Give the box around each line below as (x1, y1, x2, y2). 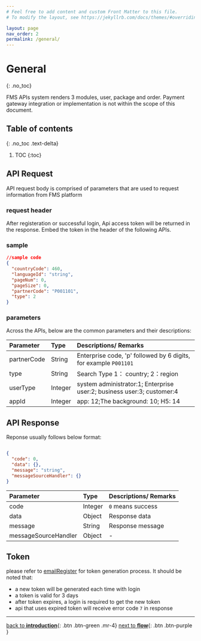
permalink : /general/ (6, 37, 60, 43)
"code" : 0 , (11, 456, 39, 462)
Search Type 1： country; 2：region (77, 370, 178, 378)
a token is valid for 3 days (14, 592, 79, 599)
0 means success (108, 502, 158, 510)
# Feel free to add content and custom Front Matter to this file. (6, 8, 178, 15)
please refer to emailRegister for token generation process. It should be (6, 568, 182, 575)
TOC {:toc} (14, 151, 42, 158)
